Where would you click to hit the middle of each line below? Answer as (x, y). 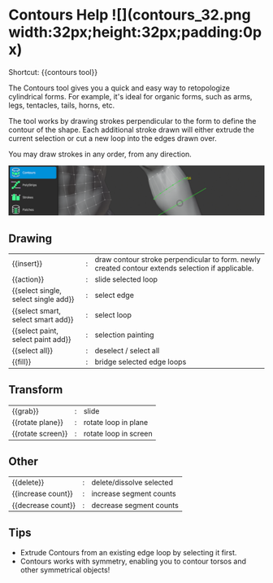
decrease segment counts (135, 505)
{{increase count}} (42, 493)
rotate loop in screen (118, 434)
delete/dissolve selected (132, 483)
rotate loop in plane (116, 422)
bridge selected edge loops (141, 362)
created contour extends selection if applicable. (174, 268)
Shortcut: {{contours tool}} (53, 72)
